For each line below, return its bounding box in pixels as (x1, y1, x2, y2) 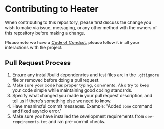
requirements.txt (12, 119, 48, 124)
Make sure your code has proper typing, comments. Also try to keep (12, 82, 150, 88)
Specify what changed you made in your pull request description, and (12, 92, 153, 98)
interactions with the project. (5, 44, 63, 50)
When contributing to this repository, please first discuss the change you (5, 20, 151, 25)
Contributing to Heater (5, 3, 99, 15)
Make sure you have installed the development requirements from (12, 113, 145, 119)
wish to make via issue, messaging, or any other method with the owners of (5, 24, 157, 30)
